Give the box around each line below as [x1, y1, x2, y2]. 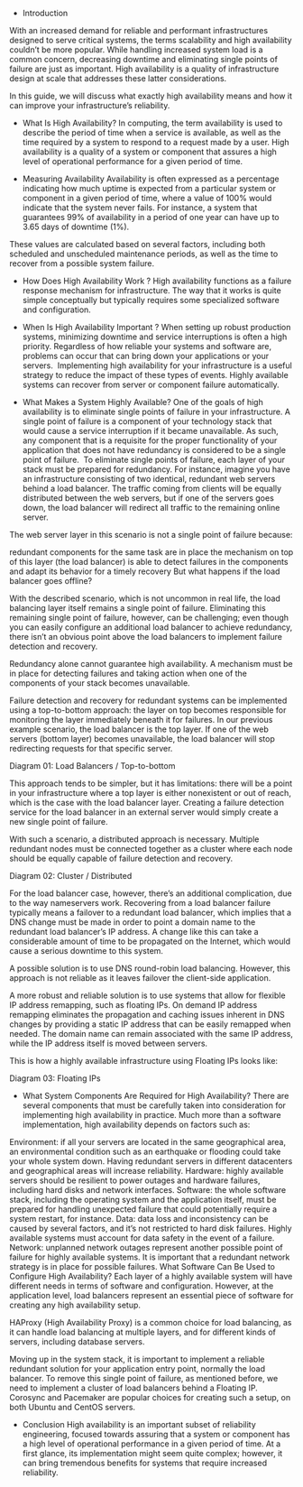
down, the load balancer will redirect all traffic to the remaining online [22, 503, 280, 513]
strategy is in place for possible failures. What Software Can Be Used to [9, 1261, 276, 1271]
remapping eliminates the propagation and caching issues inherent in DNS [9, 1010, 286, 1020]
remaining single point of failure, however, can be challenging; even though [9, 613, 289, 623]
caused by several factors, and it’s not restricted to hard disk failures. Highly [9, 1223, 292, 1233]
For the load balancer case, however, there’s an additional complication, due [9, 888, 292, 899]
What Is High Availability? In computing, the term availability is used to [22, 117, 283, 128]
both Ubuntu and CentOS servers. [9, 1402, 136, 1412]
